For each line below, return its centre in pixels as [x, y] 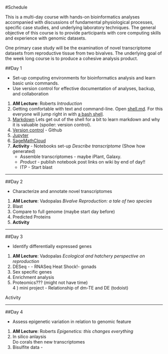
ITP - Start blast [36, 167]
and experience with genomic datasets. [46, 38]
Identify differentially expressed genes [52, 246]
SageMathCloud [29, 140]
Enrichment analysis [33, 277]
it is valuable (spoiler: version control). [52, 125]
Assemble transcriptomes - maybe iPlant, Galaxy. [70, 156]
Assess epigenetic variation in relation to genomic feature [72, 321]
